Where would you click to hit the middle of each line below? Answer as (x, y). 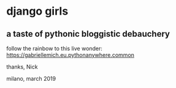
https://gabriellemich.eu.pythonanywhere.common (71, 55)
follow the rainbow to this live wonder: (55, 48)
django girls (37, 11)
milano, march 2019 (31, 79)
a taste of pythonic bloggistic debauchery (88, 34)
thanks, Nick (22, 67)
